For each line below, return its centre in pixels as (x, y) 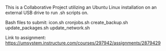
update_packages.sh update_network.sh (48, 28)
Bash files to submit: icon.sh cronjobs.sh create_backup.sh (67, 22)
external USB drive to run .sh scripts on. (47, 13)
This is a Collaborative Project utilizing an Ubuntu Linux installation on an (81, 7)
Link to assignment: (26, 38)
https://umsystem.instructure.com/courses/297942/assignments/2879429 (83, 43)
